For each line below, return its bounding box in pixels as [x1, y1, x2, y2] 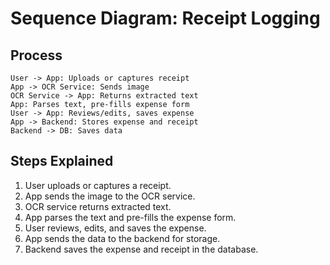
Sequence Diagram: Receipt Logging [10, 7, 321, 30]
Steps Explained [10, 153, 114, 170]
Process [10, 47, 63, 64]
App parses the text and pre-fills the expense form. [24, 211, 237, 223]
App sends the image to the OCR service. [24, 190, 196, 202]
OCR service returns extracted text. [24, 200, 172, 212]
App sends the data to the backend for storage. [24, 232, 221, 244]
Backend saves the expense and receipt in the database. [24, 243, 259, 255]
